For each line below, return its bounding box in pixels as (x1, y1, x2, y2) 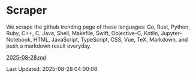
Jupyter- (161, 29, 182, 36)
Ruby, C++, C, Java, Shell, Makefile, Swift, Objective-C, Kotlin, (6, 29, 160, 36)
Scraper (6, 4, 47, 17)
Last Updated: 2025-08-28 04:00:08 (6, 65, 98, 72)
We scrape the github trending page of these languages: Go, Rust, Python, (6, 23, 191, 30)
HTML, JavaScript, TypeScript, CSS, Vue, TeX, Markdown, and (33, 36, 188, 43)
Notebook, (6, 36, 32, 43)
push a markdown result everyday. (6, 42, 92, 49)
